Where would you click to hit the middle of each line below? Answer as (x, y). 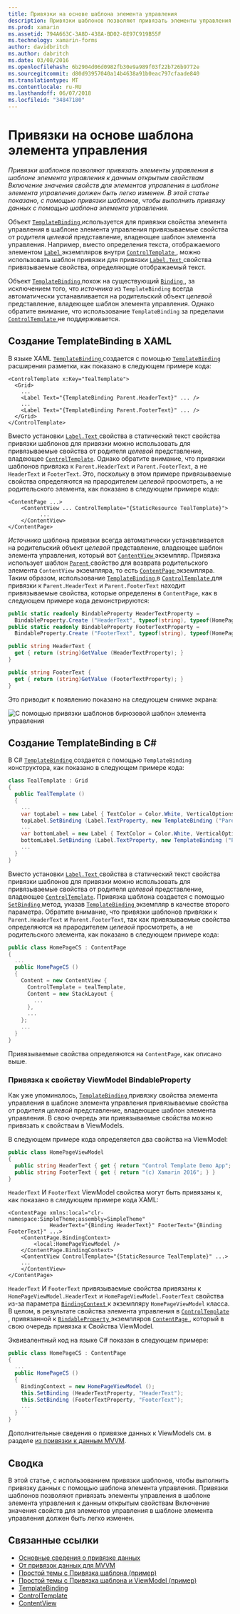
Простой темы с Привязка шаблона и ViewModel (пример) (108, 1580)
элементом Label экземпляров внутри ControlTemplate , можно (105, 252)
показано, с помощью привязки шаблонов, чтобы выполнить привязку (117, 200)
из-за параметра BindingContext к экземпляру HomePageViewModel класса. (119, 1303)
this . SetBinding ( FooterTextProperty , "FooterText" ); (102, 1400)
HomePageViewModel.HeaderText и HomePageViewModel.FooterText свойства (116, 1296)
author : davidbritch (39, 47)
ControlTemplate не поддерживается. (64, 318)
